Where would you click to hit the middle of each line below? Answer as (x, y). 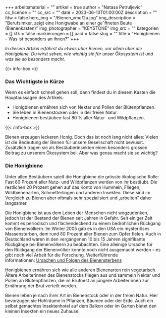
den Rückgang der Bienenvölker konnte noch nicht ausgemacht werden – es (83, 249)
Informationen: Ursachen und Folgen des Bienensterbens (64, 260)
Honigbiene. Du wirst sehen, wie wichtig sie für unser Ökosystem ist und (79, 54)
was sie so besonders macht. (35, 59)
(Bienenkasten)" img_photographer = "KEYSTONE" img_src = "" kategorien (82, 28)
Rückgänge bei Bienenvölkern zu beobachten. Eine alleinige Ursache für (79, 244)
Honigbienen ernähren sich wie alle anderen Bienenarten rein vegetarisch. (81, 270)
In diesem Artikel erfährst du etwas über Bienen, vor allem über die (74, 48)
